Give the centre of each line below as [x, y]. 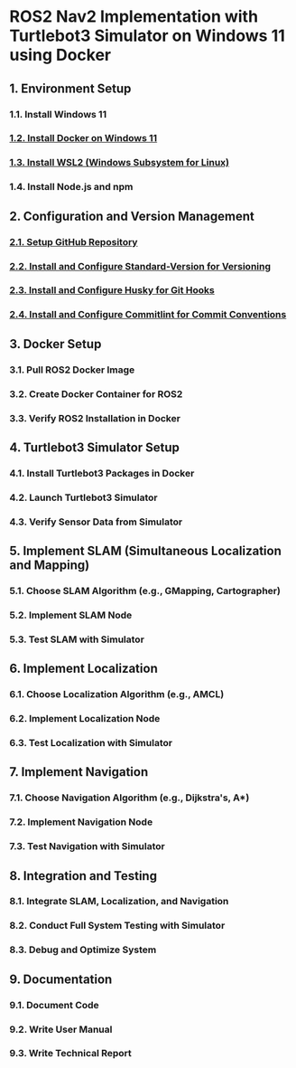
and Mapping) [50, 566]
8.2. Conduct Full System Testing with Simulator [117, 926]
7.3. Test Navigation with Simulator [87, 846]
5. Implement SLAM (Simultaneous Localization [145, 551]
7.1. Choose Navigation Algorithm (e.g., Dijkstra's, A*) [129, 798]
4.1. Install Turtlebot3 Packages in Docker [102, 473]
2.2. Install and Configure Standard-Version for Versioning [140, 266]
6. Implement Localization [83, 669]
